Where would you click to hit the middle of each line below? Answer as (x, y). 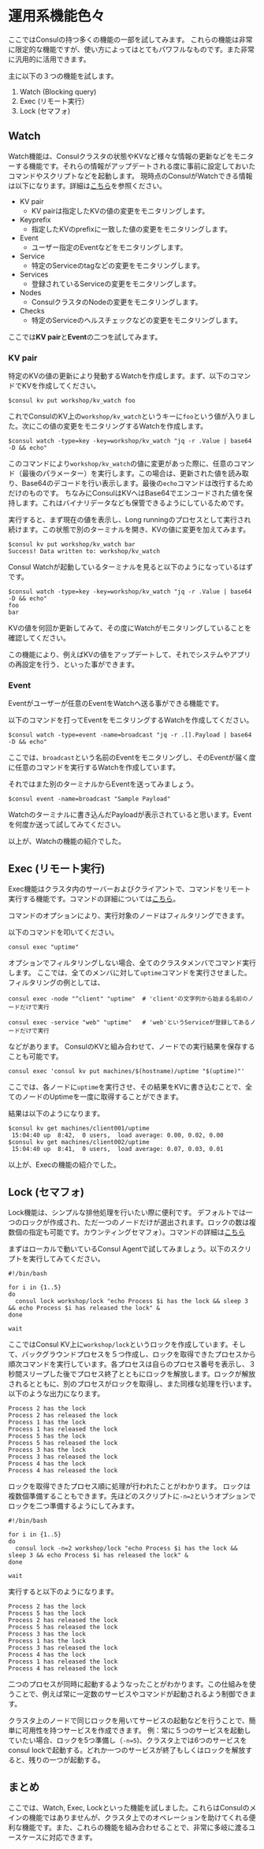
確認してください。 (39, 638)
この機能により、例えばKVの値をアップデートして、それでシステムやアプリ (130, 655)
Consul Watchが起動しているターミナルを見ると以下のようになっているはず (131, 567)
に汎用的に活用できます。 (49, 59)
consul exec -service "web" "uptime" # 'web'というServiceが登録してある (129, 1023)
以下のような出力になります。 (56, 1393)
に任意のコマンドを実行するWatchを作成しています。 (94, 767)
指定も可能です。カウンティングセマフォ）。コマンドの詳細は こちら (137, 1232)
